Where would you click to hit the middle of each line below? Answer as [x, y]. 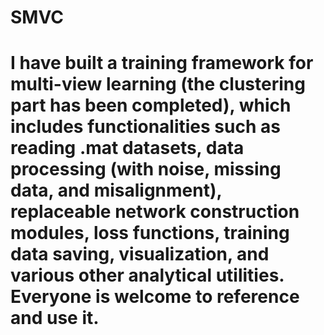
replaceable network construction [155, 212]
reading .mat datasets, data [127, 148]
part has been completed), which [151, 105]
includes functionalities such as [145, 127]
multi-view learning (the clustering [158, 84]
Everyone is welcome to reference [155, 297]
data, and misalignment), [116, 190]
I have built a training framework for [162, 63]
